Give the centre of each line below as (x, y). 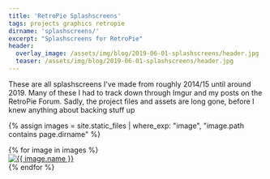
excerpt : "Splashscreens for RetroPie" (76, 38)
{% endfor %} (32, 167)
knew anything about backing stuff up (72, 109)
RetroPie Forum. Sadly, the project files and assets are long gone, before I (131, 101)
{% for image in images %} (54, 150)
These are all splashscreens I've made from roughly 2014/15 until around (130, 84)
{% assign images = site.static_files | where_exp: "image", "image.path (126, 126)
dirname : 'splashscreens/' (54, 31)
